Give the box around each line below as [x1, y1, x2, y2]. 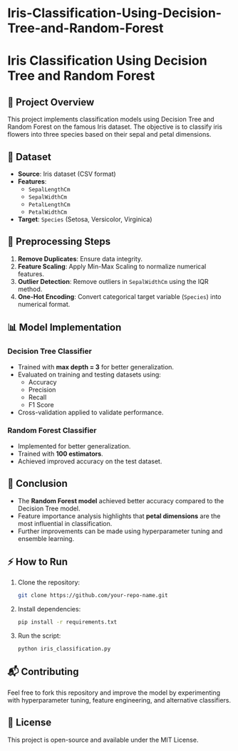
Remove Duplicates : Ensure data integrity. [17, 254, 143, 263]
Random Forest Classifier [7, 426, 97, 436]
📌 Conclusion [7, 478, 68, 490]
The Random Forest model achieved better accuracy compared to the [17, 496, 224, 505]
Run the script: [17, 631, 61, 640]
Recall [28, 393, 47, 401]
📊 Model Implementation [7, 322, 122, 334]
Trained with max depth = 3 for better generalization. [17, 362, 175, 371]
